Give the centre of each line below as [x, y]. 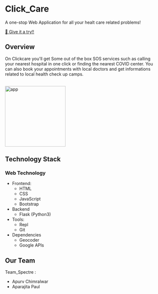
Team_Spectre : [21, 272]
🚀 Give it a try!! [20, 31]
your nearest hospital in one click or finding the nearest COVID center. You [79, 63]
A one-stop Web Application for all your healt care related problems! [73, 22]
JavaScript [30, 199]
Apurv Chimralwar [30, 281]
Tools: [18, 219]
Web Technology [25, 173]
